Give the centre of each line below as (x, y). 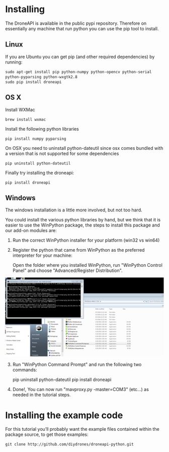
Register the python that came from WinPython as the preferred (78, 250)
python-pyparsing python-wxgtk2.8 (41, 77)
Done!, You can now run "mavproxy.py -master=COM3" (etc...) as (81, 389)
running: (14, 62)
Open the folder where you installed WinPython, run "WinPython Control (87, 265)
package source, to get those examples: (47, 434)
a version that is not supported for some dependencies (62, 153)
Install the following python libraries (42, 129)
